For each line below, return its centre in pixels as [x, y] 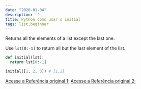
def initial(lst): [25, 58]
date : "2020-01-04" [26, 10]
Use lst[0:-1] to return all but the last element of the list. [65, 48]
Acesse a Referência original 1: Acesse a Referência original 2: [70, 81]
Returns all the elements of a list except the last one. [60, 38]
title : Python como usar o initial [43, 19]
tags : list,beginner [27, 24]
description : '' [22, 15]
